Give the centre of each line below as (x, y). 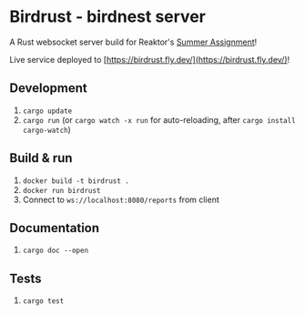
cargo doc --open (56, 251)
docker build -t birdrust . (76, 181)
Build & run (41, 158)
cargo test (43, 301)
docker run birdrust (61, 190)
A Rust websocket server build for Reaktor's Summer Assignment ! (133, 42)
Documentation (55, 228)
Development (49, 88)
